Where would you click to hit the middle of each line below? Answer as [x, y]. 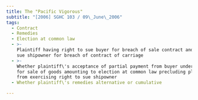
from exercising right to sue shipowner [67, 77]
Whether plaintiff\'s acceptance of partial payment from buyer [97, 66]
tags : [13, 22]
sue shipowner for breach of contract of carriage [80, 55]
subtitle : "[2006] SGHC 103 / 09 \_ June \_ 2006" [64, 17]
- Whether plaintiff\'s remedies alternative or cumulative [87, 83]
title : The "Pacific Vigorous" [44, 11]
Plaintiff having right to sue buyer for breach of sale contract [100, 50]
